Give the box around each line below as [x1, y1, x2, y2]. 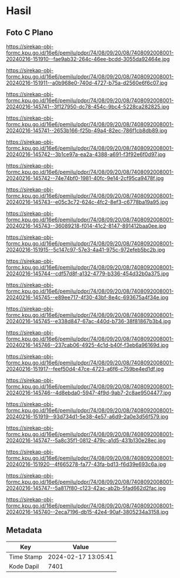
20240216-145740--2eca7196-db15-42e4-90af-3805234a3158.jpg [6, 509, 169, 515]
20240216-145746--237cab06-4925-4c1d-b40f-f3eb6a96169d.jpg [6, 342, 169, 349]
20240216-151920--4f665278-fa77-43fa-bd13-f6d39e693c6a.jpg [6, 461, 167, 468]
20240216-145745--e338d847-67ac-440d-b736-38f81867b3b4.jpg [6, 318, 171, 325]
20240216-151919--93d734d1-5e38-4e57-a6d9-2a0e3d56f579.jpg [6, 413, 169, 420]
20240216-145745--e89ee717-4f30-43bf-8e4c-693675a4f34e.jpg [6, 294, 169, 300]
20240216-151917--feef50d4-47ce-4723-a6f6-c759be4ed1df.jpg [6, 366, 164, 372]
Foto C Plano [6, 28, 53, 38]
